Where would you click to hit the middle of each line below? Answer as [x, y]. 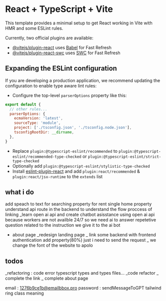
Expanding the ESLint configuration [61, 68]
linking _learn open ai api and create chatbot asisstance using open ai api [80, 214]
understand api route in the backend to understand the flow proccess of [79, 209]
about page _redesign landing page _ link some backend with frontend [84, 235]
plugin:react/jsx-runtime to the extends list [57, 176]
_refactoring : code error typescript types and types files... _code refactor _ [82, 273]
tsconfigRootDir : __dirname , [44, 132]
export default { [23, 104]
